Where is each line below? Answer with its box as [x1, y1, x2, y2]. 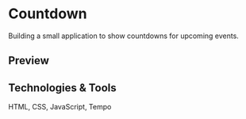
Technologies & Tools [8, 81, 117, 94]
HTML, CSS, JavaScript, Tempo [8, 102, 112, 112]
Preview [8, 54, 50, 67]
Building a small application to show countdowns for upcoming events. [8, 31, 240, 40]
